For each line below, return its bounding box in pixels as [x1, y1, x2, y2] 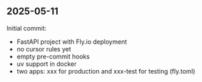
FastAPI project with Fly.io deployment [16, 38, 127, 46]
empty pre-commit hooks [16, 52, 90, 60]
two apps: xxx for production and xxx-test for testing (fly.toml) [16, 67, 196, 75]
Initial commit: [6, 24, 47, 32]
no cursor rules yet [16, 44, 71, 53]
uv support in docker [16, 59, 77, 68]
